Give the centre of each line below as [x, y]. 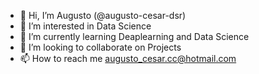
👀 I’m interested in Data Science [85, 26]
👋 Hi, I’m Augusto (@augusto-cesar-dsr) [103, 15]
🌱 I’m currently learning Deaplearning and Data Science [134, 36]
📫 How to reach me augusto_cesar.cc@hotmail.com [128, 58]
